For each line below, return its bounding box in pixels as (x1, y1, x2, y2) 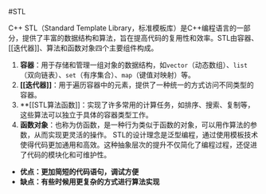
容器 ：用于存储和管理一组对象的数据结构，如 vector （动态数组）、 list (19, 60, 248, 69)
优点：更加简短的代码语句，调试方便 (19, 167, 139, 176)
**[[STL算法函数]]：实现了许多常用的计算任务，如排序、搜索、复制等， (19, 100, 255, 109)
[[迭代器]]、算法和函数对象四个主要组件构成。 (8, 43, 158, 53)
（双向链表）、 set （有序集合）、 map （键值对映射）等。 (19, 70, 195, 79)
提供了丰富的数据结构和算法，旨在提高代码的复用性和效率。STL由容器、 (22, 34, 259, 42)
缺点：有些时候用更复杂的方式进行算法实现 (19, 177, 160, 186)
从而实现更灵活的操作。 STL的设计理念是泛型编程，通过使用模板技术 (33, 130, 259, 139)
